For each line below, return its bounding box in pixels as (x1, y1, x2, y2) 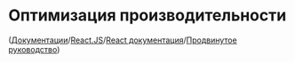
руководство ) (8, 43, 60, 54)
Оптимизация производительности (8, 5, 287, 26)
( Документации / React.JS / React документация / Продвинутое (8, 35, 237, 45)
